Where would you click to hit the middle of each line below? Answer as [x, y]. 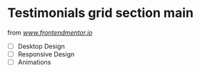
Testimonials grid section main [101, 13]
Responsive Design [46, 54]
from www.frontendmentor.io [50, 32]
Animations [34, 62]
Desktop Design [41, 46]
